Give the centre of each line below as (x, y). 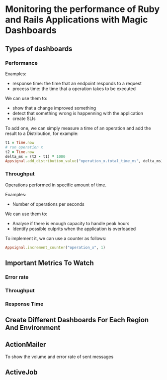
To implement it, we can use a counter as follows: (56, 238)
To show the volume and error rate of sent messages (59, 357)
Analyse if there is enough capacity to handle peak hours (71, 223)
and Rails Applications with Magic (77, 20)
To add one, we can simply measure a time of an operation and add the (78, 128)
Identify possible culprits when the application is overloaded (74, 229)
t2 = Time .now (20, 152)
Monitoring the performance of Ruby (83, 9)
